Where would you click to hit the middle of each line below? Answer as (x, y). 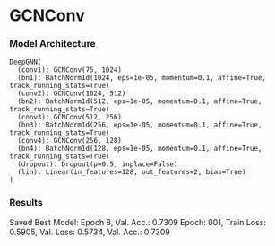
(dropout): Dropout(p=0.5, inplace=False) (98, 164)
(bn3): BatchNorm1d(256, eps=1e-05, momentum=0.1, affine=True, (140, 125)
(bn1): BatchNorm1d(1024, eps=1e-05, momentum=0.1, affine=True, (142, 78)
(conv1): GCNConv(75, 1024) (70, 70)
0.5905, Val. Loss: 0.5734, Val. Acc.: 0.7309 (90, 232)
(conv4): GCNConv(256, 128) (70, 141)
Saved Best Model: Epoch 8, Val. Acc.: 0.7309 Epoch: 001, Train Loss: (138, 222)
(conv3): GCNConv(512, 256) (70, 118)
